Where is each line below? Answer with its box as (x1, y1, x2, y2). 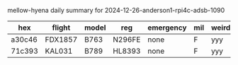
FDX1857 (45, 35, 78, 45)
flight (52, 23, 71, 32)
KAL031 (45, 46, 73, 56)
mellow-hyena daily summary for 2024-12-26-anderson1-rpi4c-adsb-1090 (7, 6, 225, 14)
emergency (147, 23, 187, 32)
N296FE (113, 35, 141, 45)
